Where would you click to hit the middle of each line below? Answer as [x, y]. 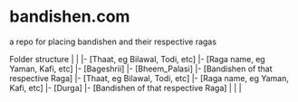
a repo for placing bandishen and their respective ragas [113, 42]
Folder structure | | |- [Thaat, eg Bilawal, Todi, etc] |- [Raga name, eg [137, 59]
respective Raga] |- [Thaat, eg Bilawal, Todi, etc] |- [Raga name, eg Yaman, [149, 78]
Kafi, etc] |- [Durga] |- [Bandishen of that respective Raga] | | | [125, 88]
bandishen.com [70, 17]
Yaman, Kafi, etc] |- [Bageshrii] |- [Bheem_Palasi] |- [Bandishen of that [141, 69]
